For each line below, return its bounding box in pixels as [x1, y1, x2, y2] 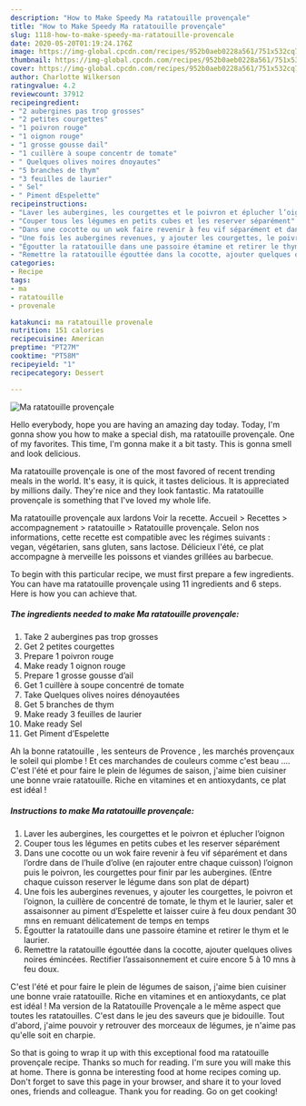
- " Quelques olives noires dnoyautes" [10, 157, 162, 167]
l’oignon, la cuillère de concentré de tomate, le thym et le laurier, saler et [23, 896, 293, 907]
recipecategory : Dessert [10, 368, 104, 378]
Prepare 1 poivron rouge [23, 651, 114, 662]
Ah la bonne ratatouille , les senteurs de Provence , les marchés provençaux [10, 746, 295, 756]
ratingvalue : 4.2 [10, 81, 76, 90]
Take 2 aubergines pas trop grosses [23, 632, 159, 643]
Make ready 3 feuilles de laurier [23, 709, 143, 720]
